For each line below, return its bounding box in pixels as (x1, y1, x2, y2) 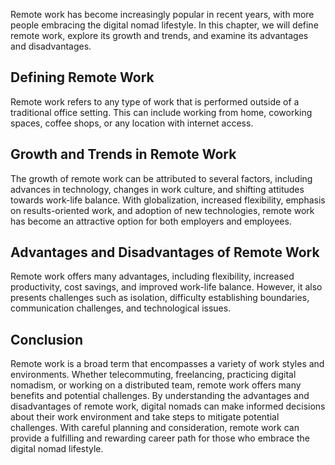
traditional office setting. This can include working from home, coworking (10, 106, 313, 118)
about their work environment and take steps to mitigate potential (10, 411, 280, 423)
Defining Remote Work (10, 69, 155, 86)
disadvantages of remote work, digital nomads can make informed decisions (10, 400, 326, 413)
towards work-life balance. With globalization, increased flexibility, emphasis (10, 194, 326, 206)
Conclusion (10, 331, 84, 348)
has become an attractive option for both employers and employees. (10, 215, 292, 227)
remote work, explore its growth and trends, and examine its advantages (10, 30, 309, 41)
